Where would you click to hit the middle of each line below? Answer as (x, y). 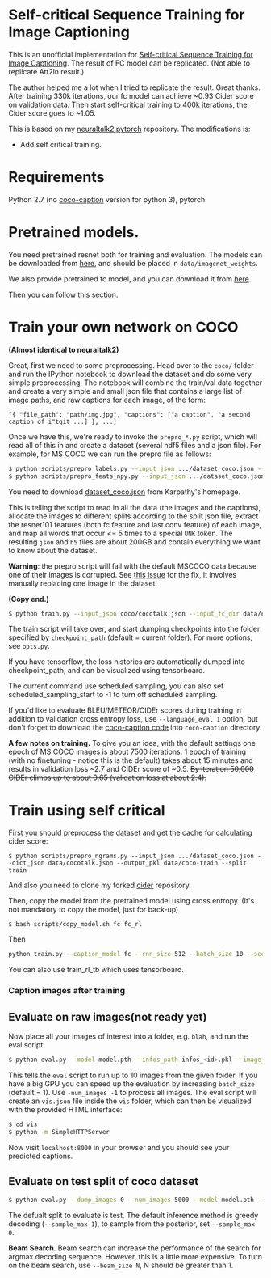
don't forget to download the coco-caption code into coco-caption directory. (135, 728)
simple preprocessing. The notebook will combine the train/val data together (135, 383)
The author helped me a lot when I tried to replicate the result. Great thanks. (134, 87)
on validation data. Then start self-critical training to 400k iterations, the (128, 104)
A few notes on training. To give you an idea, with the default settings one (132, 743)
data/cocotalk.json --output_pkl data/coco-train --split (148, 863)
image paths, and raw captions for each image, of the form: (107, 400)
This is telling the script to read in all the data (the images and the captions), (135, 507)
